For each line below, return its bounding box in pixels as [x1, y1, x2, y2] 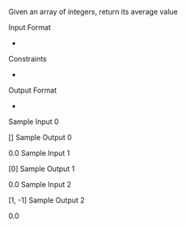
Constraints [8, 54, 47, 63]
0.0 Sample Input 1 [8, 148, 70, 157]
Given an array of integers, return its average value [8, 7, 178, 16]
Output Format [8, 85, 57, 95]
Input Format [8, 23, 51, 32]
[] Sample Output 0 [8, 133, 73, 142]
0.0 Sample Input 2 [8, 180, 72, 189]
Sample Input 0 [8, 117, 59, 126]
